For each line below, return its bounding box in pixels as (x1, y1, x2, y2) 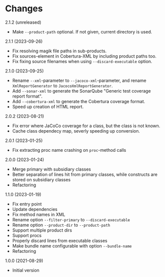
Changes (5, 3, 43, 14)
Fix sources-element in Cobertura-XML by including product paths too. (12, 53, 157, 59)
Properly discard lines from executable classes (12, 238, 107, 243)
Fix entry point (12, 201, 42, 207)
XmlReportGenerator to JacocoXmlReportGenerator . (12, 82, 113, 89)
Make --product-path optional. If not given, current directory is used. (12, 29, 153, 35)
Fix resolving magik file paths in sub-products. (12, 48, 107, 54)
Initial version (12, 267, 39, 273)
